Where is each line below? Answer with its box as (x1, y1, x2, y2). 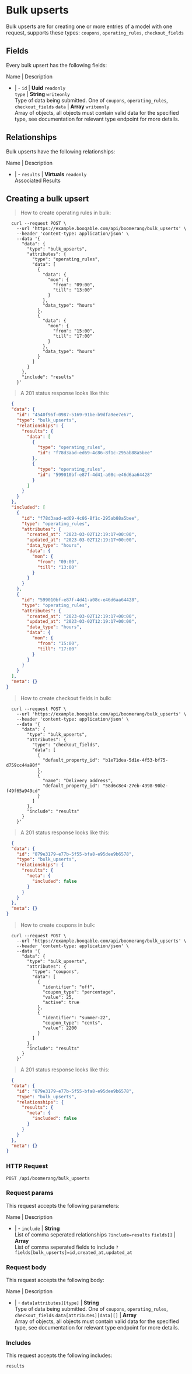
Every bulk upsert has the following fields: (6, 61, 107, 68)
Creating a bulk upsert (6, 194, 89, 204)
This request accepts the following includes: (6, 1352, 113, 1359)
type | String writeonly (14, 90, 70, 97)
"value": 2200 (43, 1025, 77, 1031)
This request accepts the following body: (6, 1277, 104, 1284)
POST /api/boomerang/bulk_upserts (6, 1175, 90, 1181)
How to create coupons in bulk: (20, 921, 96, 928)
